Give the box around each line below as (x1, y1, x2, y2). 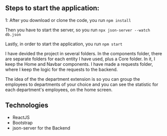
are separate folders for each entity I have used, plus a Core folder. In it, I (5, 56, 156, 62)
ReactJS (12, 114, 30, 120)
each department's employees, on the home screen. (5, 87, 113, 93)
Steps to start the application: (5, 4, 100, 12)
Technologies (5, 101, 49, 110)
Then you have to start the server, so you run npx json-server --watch (5, 27, 151, 33)
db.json (5, 32, 21, 37)
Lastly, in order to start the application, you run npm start (5, 41, 123, 47)
